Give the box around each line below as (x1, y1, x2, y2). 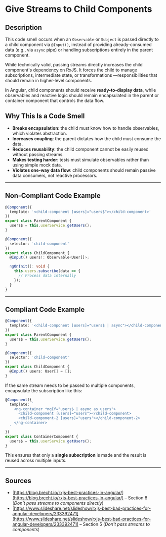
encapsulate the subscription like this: (5, 387, 83, 393)
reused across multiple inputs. (5, 457, 67, 464)
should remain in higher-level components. (5, 78, 92, 83)
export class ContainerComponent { (5, 434, 79, 439)
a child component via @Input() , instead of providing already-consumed (5, 42, 152, 48)
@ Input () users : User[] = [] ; (9, 369, 72, 374)
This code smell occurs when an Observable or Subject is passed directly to (5, 36, 159, 42)
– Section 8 (124, 495, 148, 501)
